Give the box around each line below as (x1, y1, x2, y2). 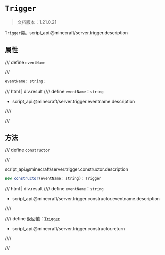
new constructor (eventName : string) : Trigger (5, 176, 101, 181)
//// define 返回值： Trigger (5, 216, 60, 222)
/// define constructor (5, 147, 50, 153)
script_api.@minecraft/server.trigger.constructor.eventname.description (12, 196, 160, 202)
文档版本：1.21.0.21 (17, 19, 57, 25)
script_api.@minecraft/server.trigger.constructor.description (5, 166, 128, 172)
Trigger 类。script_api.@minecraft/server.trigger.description (5, 29, 128, 36)
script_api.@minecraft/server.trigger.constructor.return (12, 226, 125, 232)
